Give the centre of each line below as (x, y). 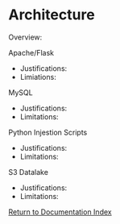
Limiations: (38, 77)
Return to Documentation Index (60, 212)
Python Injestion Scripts (48, 132)
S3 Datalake (28, 172)
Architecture (52, 15)
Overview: (25, 37)
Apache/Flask (31, 52)
